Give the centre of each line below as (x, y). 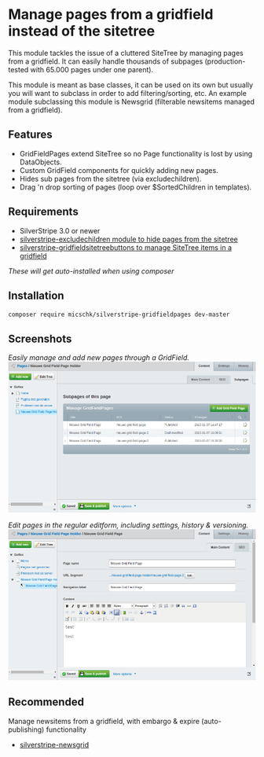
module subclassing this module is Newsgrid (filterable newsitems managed (132, 101)
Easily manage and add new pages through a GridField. (99, 358)
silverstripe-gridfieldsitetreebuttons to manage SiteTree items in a (126, 247)
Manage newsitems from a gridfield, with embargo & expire (104, 721)
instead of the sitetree (82, 31)
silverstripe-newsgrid (54, 744)
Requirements (43, 212)
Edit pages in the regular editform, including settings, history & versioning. (128, 525)
